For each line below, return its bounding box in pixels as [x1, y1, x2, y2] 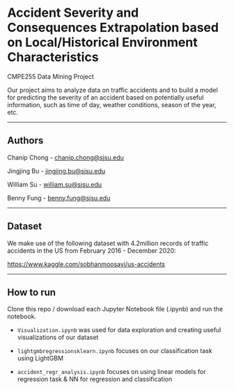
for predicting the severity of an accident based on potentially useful [7, 93, 204, 102]
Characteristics [7, 49, 99, 65]
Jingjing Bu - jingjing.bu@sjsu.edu [7, 166, 106, 175]
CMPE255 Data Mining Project [7, 72, 94, 81]
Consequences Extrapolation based [7, 19, 219, 36]
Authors [7, 134, 44, 147]
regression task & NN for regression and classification [17, 375, 173, 384]
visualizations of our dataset [17, 333, 99, 342]
